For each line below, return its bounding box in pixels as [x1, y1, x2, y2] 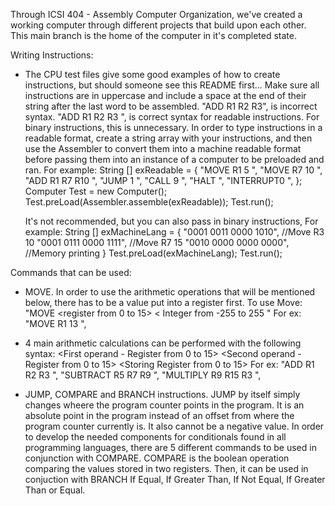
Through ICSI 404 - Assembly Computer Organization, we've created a [10, 9, 303, 20]
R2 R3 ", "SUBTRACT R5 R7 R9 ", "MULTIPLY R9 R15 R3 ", [24, 369, 262, 381]
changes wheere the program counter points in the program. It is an [24, 399, 305, 411]
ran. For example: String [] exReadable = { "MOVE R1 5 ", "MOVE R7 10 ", [24, 164, 323, 176]
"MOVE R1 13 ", [24, 318, 87, 329]
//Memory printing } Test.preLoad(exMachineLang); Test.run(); [24, 247, 283, 259]
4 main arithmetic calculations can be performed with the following [24, 337, 302, 349]
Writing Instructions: [10, 49, 94, 61]
